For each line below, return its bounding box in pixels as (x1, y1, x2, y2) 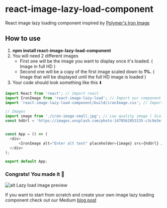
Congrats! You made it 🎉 (5, 171, 65, 178)
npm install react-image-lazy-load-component (12, 47, 111, 53)
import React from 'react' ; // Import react (5, 91, 99, 96)
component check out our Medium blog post (5, 197, 97, 203)
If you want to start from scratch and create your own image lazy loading (5, 192, 155, 198)
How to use (5, 34, 41, 43)
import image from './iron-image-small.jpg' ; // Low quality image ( (5, 114, 153, 119)
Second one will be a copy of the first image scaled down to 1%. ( (19, 69, 155, 74)
